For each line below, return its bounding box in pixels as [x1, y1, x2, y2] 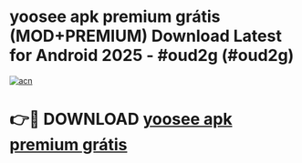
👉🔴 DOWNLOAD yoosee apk [9, 109, 233, 129]
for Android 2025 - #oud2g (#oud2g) [9, 46, 295, 66]
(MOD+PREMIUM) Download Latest [9, 25, 283, 46]
